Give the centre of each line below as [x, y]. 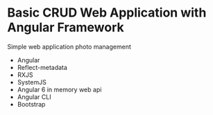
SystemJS [32, 82]
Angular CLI [34, 97]
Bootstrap [31, 104]
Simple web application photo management [69, 46]
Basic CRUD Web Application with [107, 13]
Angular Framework [66, 27]
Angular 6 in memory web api [59, 89]
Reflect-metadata [42, 67]
